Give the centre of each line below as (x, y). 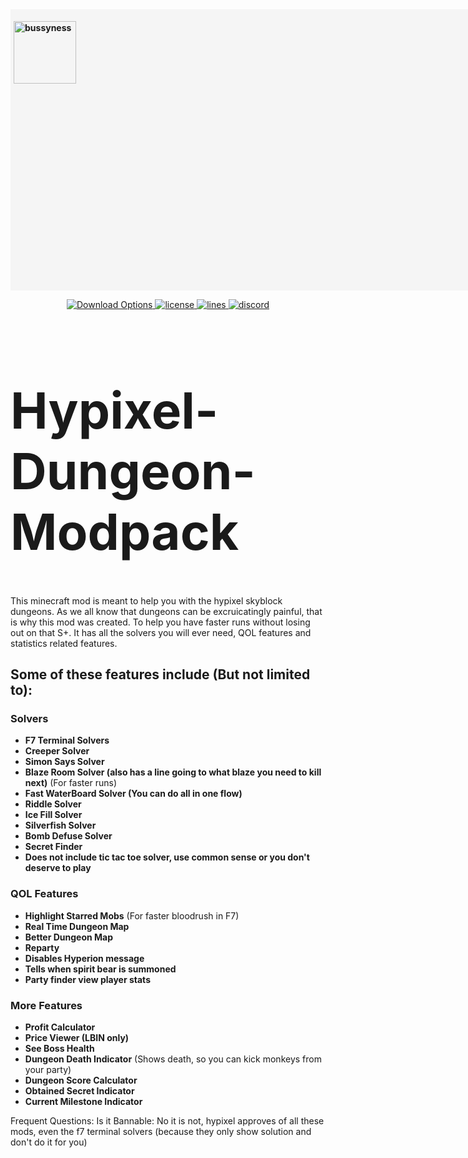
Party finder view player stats (87, 979)
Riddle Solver (53, 804)
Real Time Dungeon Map (77, 926)
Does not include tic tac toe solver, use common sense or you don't (167, 857)
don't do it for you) (49, 1142)
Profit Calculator (60, 1027)
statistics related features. (64, 643)
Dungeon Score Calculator (81, 1080)
